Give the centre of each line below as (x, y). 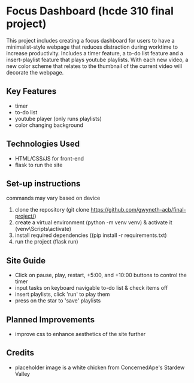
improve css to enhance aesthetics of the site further (80, 334)
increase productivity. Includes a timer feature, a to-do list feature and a (95, 53)
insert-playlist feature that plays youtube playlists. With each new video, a (97, 60)
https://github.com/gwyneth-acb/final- (139, 210)
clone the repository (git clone (52, 210)
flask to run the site (39, 165)
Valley (22, 373)
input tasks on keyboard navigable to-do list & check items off (91, 288)
